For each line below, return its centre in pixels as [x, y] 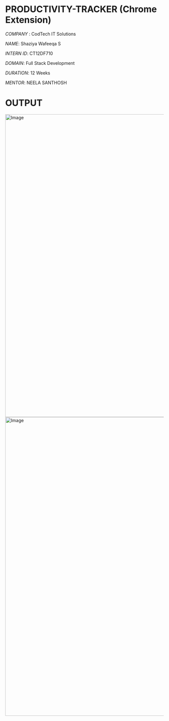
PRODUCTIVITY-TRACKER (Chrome [81, 9]
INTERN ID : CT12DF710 [29, 53]
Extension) [28, 20]
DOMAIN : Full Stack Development [40, 63]
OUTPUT [24, 103]
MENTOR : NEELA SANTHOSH [36, 83]
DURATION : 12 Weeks [28, 73]
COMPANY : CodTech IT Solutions [41, 34]
